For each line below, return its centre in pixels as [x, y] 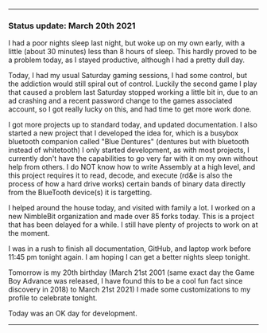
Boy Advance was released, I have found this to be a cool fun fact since [126, 281]
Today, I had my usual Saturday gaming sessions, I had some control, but [128, 76]
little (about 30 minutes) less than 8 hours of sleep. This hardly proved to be [132, 52]
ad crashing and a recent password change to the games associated [120, 101]
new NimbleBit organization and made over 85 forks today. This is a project [131, 217]
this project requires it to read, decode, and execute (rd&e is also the [120, 175]
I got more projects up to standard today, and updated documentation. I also [133, 125]
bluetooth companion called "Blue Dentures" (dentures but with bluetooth [129, 142]
